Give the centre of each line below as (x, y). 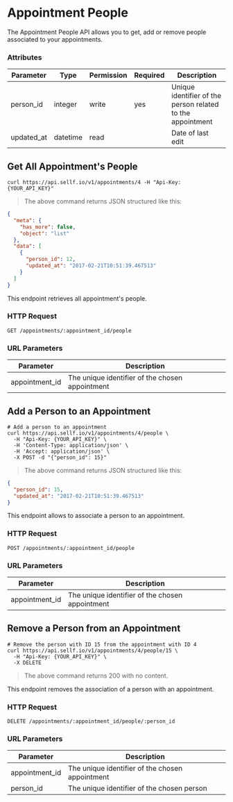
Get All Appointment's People (72, 166)
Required (149, 76)
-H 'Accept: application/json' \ (62, 451)
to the (181, 113)
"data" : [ (27, 247)
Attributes (25, 57)
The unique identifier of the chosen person (138, 788)
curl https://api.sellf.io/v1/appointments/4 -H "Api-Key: (94, 183)
